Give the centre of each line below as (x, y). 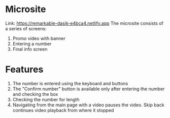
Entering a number (32, 43)
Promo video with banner (39, 38)
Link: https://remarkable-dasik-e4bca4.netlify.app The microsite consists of (84, 23)
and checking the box (35, 94)
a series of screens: (26, 28)
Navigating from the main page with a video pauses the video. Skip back (88, 105)
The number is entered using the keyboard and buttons (70, 83)
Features (24, 70)
